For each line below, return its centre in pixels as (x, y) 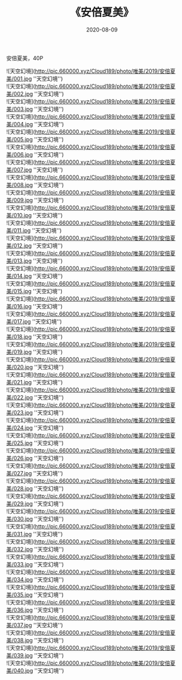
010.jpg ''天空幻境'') (38, 215)
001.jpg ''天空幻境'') (38, 78)
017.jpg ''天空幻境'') (38, 321)
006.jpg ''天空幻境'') (39, 154)
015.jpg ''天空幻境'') (38, 291)
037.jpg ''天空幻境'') (39, 625)
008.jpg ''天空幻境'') (39, 185)
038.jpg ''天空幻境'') (39, 640)
